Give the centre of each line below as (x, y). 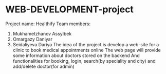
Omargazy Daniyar (33, 39)
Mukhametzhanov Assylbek (42, 33)
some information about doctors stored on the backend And (76, 55)
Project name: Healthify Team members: (48, 24)
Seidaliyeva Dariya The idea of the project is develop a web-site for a (86, 44)
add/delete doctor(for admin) (43, 66)
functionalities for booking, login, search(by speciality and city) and (84, 61)
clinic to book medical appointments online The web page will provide (87, 50)
